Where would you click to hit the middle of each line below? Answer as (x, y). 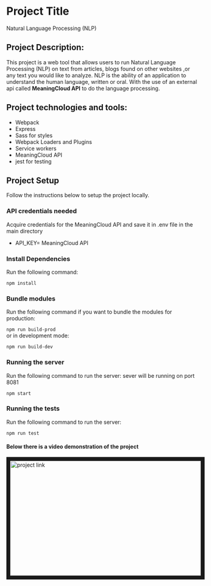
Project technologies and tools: (67, 107)
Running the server (35, 362)
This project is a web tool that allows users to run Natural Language (91, 62)
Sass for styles (34, 135)
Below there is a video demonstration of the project (73, 447)
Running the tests (33, 408)
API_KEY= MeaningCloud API (52, 242)
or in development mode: (38, 336)
